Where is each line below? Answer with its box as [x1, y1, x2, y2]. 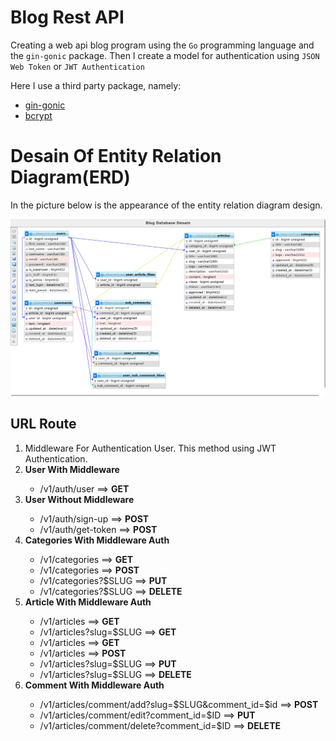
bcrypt [24, 109, 53, 121]
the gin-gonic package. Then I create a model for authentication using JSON [10, 49, 320, 61]
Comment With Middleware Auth [24, 679, 165, 691]
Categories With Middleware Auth [24, 534, 170, 546]
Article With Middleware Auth [24, 596, 152, 608]
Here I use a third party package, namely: [10, 79, 182, 91]
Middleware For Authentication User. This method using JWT [24, 442, 277, 454]
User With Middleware [24, 463, 120, 475]
